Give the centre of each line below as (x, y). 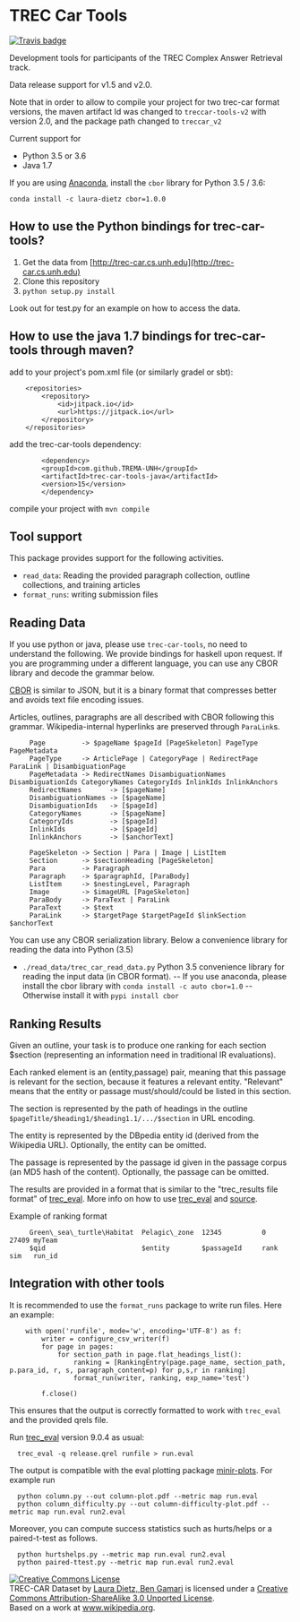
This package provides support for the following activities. (116, 558)
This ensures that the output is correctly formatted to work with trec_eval (146, 1410)
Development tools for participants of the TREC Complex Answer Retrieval (146, 57)
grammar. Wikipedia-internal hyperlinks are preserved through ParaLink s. (145, 727)
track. (20, 67)
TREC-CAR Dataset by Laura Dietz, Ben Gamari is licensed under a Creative (149, 1588)
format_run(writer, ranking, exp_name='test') (162, 1378)
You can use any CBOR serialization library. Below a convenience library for (149, 940)
